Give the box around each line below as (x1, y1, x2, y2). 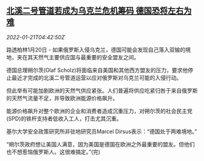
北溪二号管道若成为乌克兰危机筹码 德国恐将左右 (6, 5, 184, 16)
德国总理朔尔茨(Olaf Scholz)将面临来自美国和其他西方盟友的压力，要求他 (6, 66, 188, 74)
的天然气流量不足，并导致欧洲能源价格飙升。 (6, 94, 118, 102)
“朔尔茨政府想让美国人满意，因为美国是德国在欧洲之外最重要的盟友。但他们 (6, 140, 195, 148)
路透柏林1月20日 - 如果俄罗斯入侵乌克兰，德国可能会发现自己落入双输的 (6, 46, 186, 53)
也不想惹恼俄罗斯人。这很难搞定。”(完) (6, 148, 101, 156)
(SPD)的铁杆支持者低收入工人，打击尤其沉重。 (6, 114, 123, 122)
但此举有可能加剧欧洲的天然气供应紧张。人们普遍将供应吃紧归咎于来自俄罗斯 (6, 87, 198, 94)
